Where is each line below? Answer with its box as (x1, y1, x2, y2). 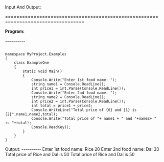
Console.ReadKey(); (31, 125, 71, 130)
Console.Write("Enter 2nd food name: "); (31, 90, 117, 95)
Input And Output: (5, 4, 41, 10)
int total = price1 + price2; (31, 103, 93, 108)
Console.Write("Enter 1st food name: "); (31, 78, 117, 82)
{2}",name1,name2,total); (5, 112, 58, 117)
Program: (5, 28, 24, 34)
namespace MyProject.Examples (5, 52, 67, 56)
